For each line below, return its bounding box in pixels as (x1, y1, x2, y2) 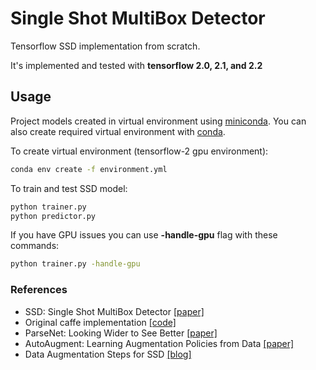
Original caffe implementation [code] (24, 316, 177, 328)
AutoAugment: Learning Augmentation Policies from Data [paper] (24, 337, 295, 349)
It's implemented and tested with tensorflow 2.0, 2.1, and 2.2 (10, 59, 263, 71)
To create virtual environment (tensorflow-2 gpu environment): (10, 145, 269, 157)
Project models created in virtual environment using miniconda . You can (10, 115, 307, 127)
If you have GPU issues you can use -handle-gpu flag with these (10, 229, 278, 241)
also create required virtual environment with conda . (10, 125, 226, 137)
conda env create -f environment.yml (10, 164, 168, 174)
